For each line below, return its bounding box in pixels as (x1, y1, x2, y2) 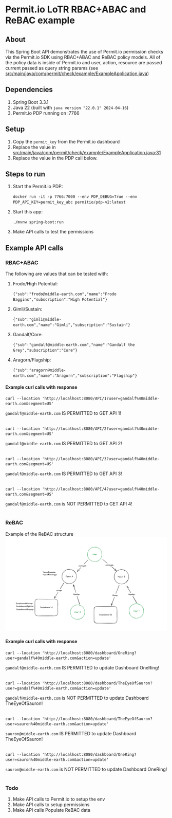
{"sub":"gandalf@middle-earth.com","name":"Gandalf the (12, 342, 135, 348)
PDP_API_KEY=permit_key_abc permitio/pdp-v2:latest (12, 199, 126, 205)
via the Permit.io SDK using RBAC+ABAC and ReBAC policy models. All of (5, 54, 161, 60)
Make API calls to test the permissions (12, 229, 94, 235)
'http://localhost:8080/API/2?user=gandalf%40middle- (42, 426, 160, 431)
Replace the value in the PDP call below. (12, 155, 98, 161)
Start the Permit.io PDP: (12, 184, 63, 190)
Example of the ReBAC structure (5, 531, 73, 537)
